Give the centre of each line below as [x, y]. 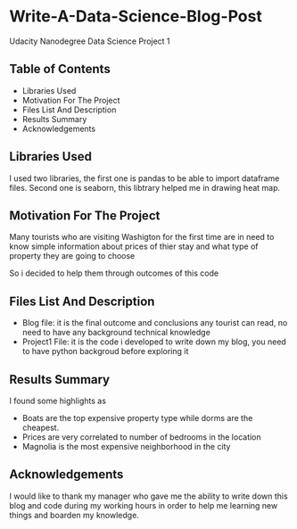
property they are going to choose [72, 256]
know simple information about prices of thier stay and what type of [134, 246]
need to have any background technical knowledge [116, 333]
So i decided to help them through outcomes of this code [114, 273]
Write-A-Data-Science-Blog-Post [136, 17]
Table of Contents [60, 69]
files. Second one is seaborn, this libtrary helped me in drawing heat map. [145, 187]
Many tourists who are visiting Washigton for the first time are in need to [142, 237]
